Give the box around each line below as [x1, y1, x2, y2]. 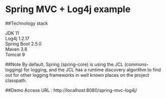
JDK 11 [5, 30, 19, 36]
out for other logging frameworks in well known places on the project [5, 72, 149, 78]
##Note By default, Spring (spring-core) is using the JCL [5, 61, 123, 67]
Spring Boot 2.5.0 [5, 40, 42, 46]
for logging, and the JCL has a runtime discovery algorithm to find [23, 67, 161, 73]
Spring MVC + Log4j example [5, 4, 131, 15]
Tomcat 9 [5, 52, 25, 58]
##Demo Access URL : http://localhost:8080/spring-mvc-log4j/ [5, 87, 138, 93]
